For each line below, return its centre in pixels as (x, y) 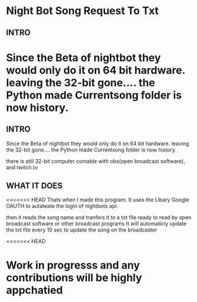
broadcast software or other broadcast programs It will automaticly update (96, 224)
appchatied (34, 290)
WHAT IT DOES (34, 185)
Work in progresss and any (73, 265)
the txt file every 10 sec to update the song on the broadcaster (82, 230)
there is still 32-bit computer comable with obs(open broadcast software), (96, 161)
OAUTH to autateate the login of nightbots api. (62, 206)
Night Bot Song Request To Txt (82, 11)
